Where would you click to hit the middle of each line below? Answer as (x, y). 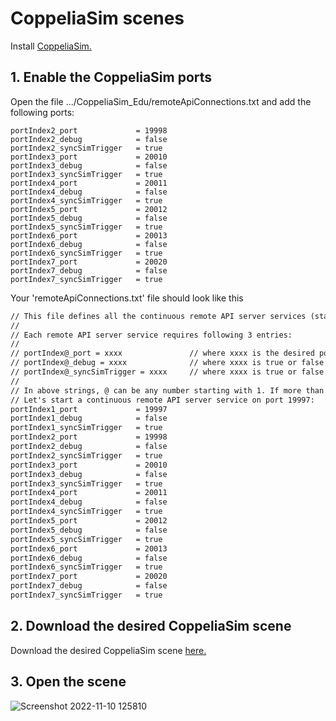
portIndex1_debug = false (89, 418)
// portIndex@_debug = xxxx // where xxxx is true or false (167, 363)
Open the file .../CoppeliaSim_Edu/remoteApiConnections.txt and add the (161, 101)
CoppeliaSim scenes (97, 18)
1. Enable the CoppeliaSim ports (111, 77)
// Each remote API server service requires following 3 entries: (151, 335)
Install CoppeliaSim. (51, 46)
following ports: (42, 112)
